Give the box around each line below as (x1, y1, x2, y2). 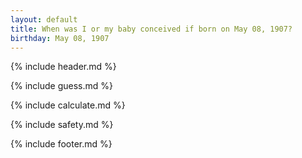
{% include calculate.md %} (10, 99, 126, 111)
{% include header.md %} (10, 61, 117, 73)
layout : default (10, 14, 78, 25)
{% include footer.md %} (10, 138, 113, 150)
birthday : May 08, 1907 (10, 33, 110, 43)
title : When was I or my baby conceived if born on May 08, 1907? (10, 24, 293, 34)
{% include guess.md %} (10, 80, 113, 92)
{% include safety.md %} (10, 119, 114, 131)
